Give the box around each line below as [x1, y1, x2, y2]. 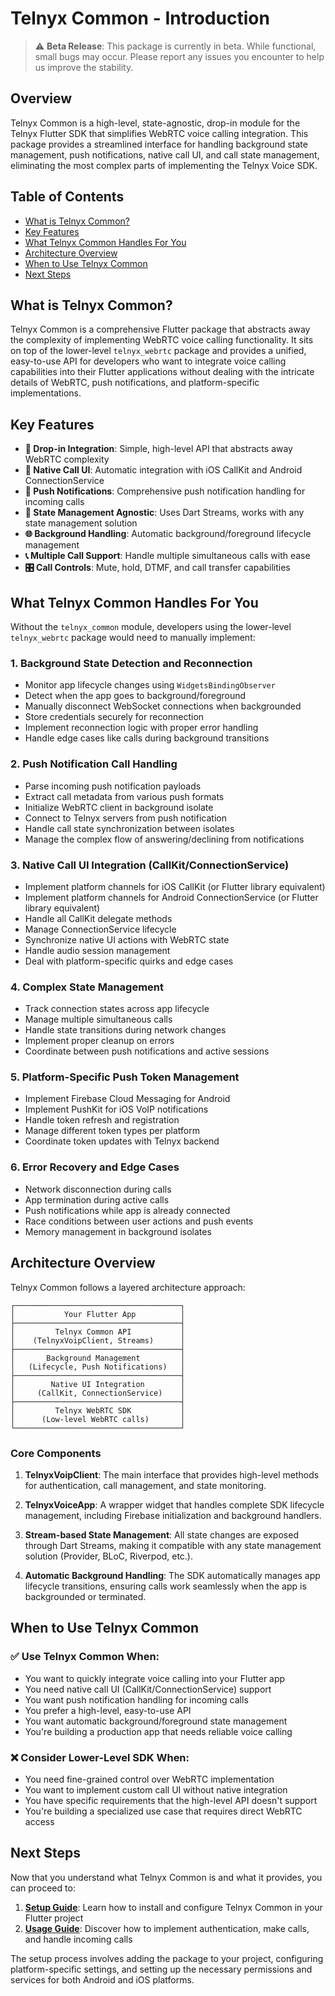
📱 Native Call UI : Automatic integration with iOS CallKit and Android [24, 464, 303, 476]
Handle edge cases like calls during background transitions [24, 732, 270, 744]
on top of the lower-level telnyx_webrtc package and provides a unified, [10, 345, 307, 357]
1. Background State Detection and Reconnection [10, 656, 253, 670]
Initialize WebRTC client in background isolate [24, 801, 214, 813]
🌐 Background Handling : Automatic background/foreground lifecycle [24, 528, 312, 540]
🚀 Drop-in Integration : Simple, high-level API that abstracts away [24, 443, 293, 455]
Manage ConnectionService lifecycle [24, 923, 177, 935]
